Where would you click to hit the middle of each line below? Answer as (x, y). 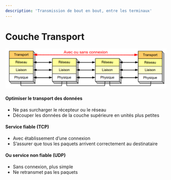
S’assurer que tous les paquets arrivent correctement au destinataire (85, 144)
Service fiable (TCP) (27, 127)
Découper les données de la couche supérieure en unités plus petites (86, 115)
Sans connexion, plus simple (43, 167)
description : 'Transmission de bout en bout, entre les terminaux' (79, 11)
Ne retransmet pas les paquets (45, 172)
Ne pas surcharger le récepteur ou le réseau (59, 109)
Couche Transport (45, 37)
